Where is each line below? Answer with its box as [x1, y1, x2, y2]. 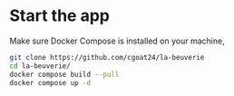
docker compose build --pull [9, 70, 120, 79]
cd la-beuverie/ [9, 61, 71, 71]
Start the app [9, 5, 111, 26]
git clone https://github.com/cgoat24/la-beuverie [9, 53, 205, 62]
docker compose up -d [9, 78, 92, 87]
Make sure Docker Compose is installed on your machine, [9, 35, 225, 46]
